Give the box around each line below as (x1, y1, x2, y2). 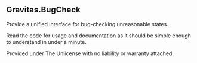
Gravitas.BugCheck (6, 5, 81, 15)
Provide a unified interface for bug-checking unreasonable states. (6, 20, 168, 27)
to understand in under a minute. (6, 38, 87, 45)
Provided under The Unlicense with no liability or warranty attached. (6, 50, 174, 57)
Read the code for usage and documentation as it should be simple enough (6, 32, 191, 39)
